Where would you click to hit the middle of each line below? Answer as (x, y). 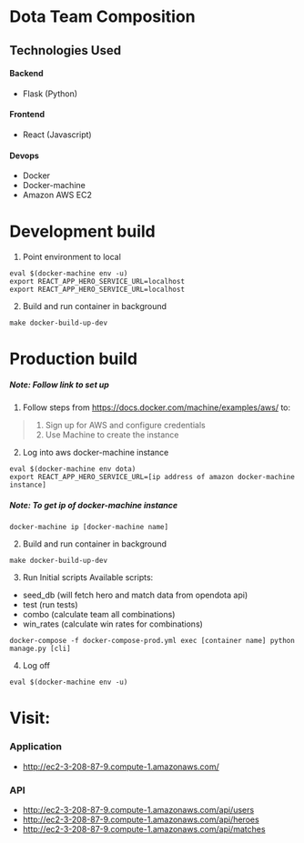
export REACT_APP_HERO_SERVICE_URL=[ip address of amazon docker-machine (152, 477)
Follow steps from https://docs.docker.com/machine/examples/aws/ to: (157, 407)
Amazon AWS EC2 (57, 195)
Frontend (27, 115)
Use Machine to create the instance (112, 435)
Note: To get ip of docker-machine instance (94, 505)
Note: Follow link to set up (59, 385)
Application (35, 747)
